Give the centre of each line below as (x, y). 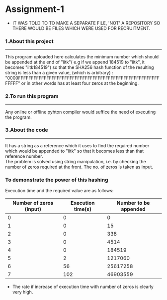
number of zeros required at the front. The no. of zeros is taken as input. (79, 167)
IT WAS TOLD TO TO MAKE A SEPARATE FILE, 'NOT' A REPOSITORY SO (86, 23)
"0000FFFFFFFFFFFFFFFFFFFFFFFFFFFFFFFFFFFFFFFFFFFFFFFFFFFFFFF (83, 78)
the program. (18, 117)
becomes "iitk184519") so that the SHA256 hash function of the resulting (80, 67)
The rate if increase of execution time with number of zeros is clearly (83, 287)
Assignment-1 (35, 9)
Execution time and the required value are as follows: (59, 191)
